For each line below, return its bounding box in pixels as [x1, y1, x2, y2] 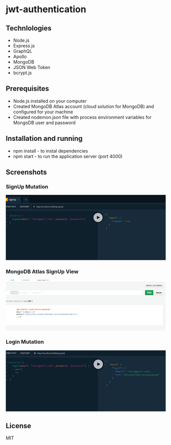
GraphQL [13, 48, 32, 54]
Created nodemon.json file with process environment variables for [13, 114, 152, 120]
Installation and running [6, 134, 83, 143]
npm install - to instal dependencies [13, 147, 88, 154]
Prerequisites [6, 84, 49, 93]
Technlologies [6, 24, 52, 33]
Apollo [13, 53, 27, 60]
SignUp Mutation [6, 183, 49, 190]
